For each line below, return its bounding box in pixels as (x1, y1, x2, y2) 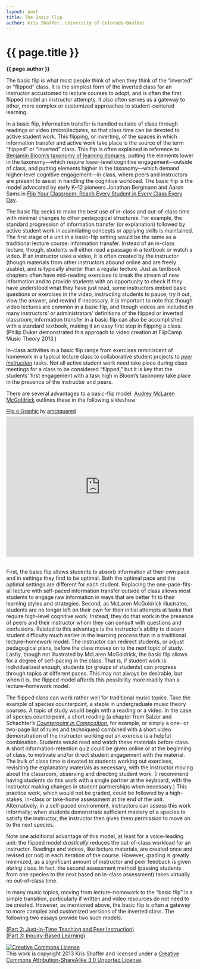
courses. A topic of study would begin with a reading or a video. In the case (6, 707, 192, 714)
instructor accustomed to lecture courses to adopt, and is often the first (6, 90, 182, 97)
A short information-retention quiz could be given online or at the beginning (6, 745, 192, 752)
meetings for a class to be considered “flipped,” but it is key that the (6, 366, 173, 373)
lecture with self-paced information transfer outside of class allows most (12, 587, 191, 595)
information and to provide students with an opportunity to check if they (6, 278, 183, 285)
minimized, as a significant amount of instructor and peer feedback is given (6, 858, 192, 866)
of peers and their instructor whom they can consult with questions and (6, 619, 182, 626)
